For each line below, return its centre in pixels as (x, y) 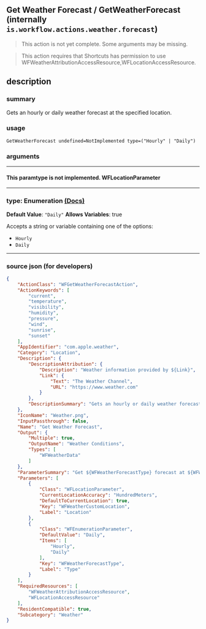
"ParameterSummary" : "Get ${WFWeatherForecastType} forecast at (101, 472)
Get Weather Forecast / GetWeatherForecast (93, 10)
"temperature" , (48, 302)
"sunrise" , (42, 330)
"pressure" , (44, 319)
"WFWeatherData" (60, 456)
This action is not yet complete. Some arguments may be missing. (105, 44)
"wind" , (38, 324)
